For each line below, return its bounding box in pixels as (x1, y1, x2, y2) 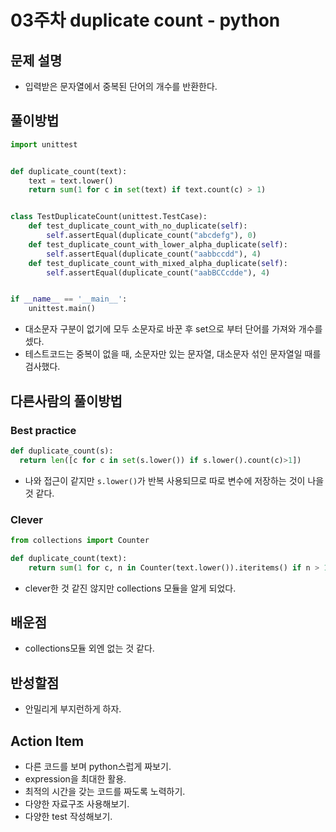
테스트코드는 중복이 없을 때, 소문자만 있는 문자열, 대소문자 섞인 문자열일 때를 (24, 348, 322, 360)
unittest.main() (28, 304, 97, 314)
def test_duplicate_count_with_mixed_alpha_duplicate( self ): (28, 258, 288, 268)
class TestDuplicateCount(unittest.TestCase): (10, 212, 208, 222)
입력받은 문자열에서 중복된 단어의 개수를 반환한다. (24, 81, 218, 92)
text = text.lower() (28, 176, 114, 186)
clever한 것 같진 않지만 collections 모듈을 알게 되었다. (24, 582, 237, 594)
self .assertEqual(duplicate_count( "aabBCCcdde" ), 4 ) (46, 267, 271, 278)
